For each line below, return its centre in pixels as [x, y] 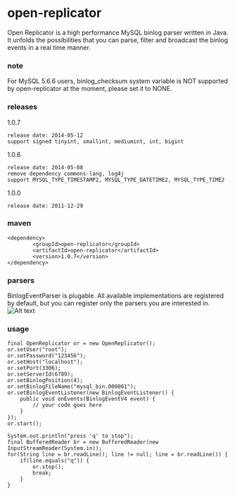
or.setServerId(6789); [40, 374]
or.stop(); [49, 467]
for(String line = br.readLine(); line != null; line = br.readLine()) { [118, 455]
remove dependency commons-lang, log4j [66, 173]
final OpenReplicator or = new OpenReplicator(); [82, 343]
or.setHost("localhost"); [45, 362]
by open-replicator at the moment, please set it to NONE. [90, 89]
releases [22, 107]
